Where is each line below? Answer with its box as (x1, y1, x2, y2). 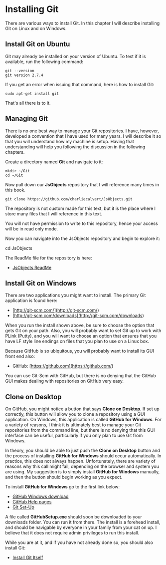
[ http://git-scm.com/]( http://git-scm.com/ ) (12, 307, 99, 314)
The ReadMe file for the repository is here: (5, 254, 92, 261)
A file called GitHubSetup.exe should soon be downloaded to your (5, 514, 142, 520)
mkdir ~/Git (5, 168, 30, 173)
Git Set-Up (12, 504, 35, 510)
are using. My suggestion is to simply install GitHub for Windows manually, (5, 469, 160, 475)
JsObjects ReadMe (12, 264, 52, 270)
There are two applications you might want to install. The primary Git (5, 292, 146, 299)
